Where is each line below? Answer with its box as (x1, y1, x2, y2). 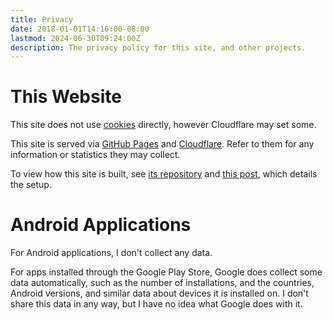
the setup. (10, 179, 52, 191)
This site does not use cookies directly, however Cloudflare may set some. (10, 119, 317, 131)
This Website (10, 86, 122, 108)
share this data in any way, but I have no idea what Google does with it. (10, 298, 303, 310)
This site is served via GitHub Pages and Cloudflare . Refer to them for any (10, 138, 315, 150)
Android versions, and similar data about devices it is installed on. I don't (10, 287, 309, 300)
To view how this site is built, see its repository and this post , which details (10, 168, 318, 180)
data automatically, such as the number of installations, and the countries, (10, 277, 315, 289)
